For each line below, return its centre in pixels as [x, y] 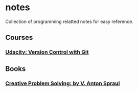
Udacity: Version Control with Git [47, 52]
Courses [19, 38]
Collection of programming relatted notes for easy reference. [70, 21]
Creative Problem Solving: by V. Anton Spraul [63, 83]
